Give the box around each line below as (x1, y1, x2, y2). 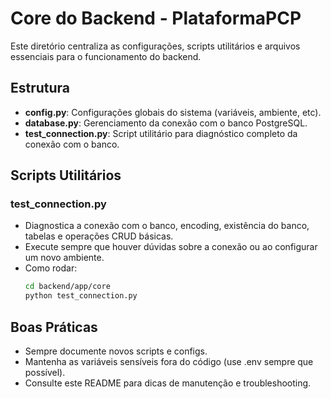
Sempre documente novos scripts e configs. (24, 345, 208, 357)
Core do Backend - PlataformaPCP (10, 7, 302, 30)
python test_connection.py (24, 291, 138, 301)
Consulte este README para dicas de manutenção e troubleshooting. (24, 377, 312, 389)
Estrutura (10, 80, 71, 97)
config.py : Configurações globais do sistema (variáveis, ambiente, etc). (24, 106, 322, 118)
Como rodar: (24, 262, 78, 274)
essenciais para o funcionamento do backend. (10, 50, 202, 62)
